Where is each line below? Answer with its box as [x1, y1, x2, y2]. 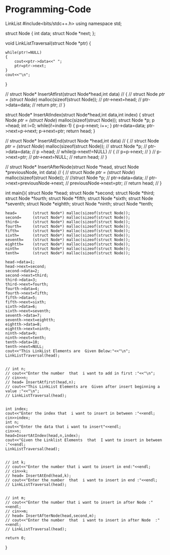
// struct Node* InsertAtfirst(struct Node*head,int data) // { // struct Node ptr [5, 91, 165, 97]
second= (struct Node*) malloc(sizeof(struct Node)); [5, 215, 130, 220]
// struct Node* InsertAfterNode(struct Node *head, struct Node [5, 164, 139, 170]
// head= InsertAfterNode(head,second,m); [5, 513, 96, 518]
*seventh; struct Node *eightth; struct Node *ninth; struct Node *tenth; [5, 200, 154, 207]
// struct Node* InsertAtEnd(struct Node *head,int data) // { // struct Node [5, 137, 159, 143]
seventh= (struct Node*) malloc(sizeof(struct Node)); [5, 237, 130, 242]
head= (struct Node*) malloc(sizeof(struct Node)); [5, 210, 130, 216]
